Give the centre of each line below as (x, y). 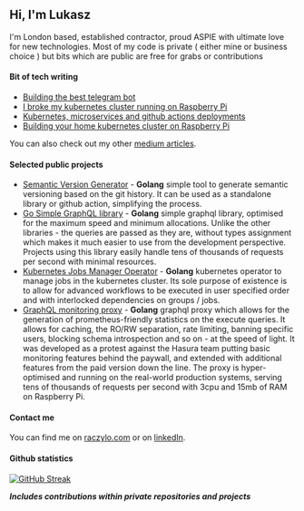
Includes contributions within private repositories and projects (130, 496)
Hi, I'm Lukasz (50, 15)
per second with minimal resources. (89, 261)
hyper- (254, 368)
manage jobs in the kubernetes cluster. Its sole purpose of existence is (155, 281)
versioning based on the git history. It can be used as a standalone (147, 194)
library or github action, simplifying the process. (112, 204)
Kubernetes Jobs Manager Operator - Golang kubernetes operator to (152, 271)
